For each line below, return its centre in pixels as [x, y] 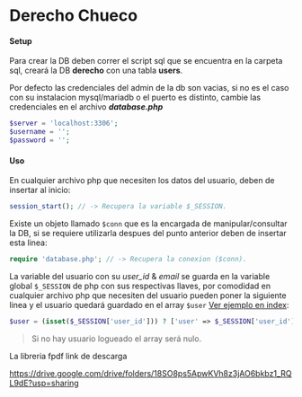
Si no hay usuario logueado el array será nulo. [116, 339]
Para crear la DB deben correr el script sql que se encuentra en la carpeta [146, 61]
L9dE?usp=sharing [44, 383]
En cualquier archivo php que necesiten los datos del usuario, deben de [142, 181]
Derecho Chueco [73, 16]
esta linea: [28, 243]
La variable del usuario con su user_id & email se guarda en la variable [140, 276]
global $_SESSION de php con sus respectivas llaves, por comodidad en [140, 286]
